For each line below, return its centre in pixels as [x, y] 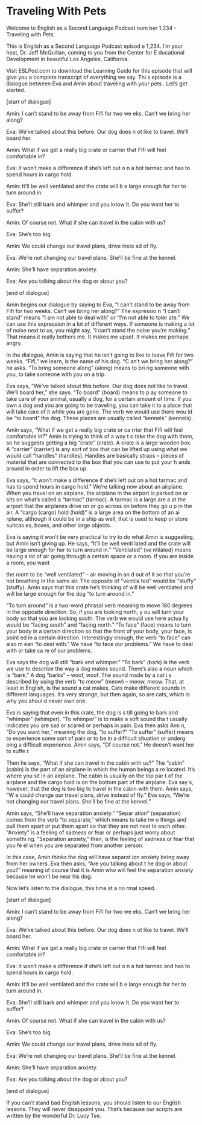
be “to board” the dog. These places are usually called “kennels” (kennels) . [100, 418]
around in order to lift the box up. [47, 468]
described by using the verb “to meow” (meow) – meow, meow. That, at [95, 681]
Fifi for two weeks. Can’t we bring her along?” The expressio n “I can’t [93, 311]
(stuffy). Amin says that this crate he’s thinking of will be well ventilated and [100, 587]
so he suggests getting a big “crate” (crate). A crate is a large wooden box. [99, 443]
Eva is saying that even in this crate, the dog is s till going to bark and [92, 712]
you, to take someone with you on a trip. [56, 374]
